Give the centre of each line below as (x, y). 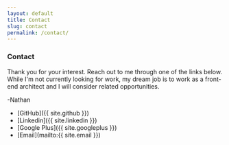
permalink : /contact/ (38, 33)
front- (213, 79)
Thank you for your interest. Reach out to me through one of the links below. (115, 71)
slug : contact (27, 26)
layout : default (30, 13)
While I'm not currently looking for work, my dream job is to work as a (105, 79)
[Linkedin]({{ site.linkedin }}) (57, 120)
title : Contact (29, 20)
